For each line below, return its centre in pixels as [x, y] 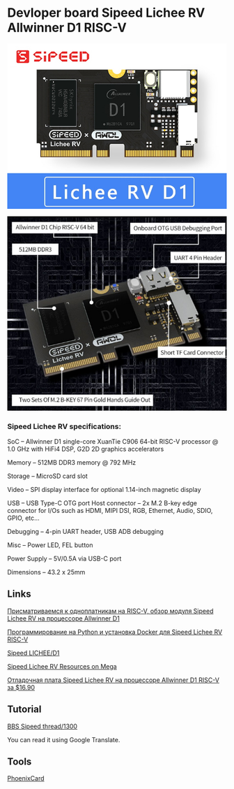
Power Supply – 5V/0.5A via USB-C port [64, 558]
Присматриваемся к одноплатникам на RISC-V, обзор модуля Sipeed [110, 611]
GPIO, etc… [23, 518]
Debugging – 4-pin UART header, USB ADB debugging [85, 531]
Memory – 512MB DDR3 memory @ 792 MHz [72, 462]
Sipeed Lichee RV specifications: [64, 426]
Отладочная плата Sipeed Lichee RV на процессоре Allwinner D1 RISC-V [113, 680]
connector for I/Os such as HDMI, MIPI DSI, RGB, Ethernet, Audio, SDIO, [110, 510]
